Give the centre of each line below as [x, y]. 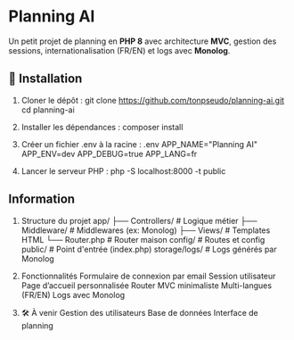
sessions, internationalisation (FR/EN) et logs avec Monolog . [119, 50]
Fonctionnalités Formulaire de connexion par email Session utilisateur [148, 276]
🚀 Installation [45, 79]
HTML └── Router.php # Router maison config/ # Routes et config [143, 239]
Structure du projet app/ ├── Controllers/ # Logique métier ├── [139, 220]
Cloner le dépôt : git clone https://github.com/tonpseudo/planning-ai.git [153, 100]
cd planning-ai [48, 110]
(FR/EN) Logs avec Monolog [73, 294]
